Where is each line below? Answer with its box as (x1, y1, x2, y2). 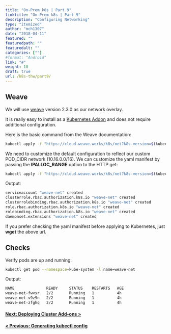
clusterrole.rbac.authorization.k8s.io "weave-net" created (5, 195, 136, 200)
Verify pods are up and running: (5, 257, 72, 263)
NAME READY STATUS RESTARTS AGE (5, 286, 124, 291)
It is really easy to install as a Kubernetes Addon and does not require (5, 116, 151, 122)
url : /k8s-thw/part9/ (5, 74, 51, 79)
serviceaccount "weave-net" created (5, 190, 83, 195)
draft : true (5, 69, 31, 74)
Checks (5, 243, 31, 252)
